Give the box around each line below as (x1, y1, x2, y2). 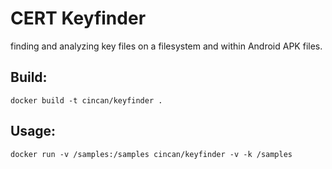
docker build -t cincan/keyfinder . (10, 95, 163, 106)
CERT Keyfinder (10, 7, 147, 30)
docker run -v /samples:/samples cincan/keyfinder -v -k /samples (10, 149, 293, 159)
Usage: (10, 123, 57, 140)
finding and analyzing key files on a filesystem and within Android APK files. (10, 40, 323, 52)
